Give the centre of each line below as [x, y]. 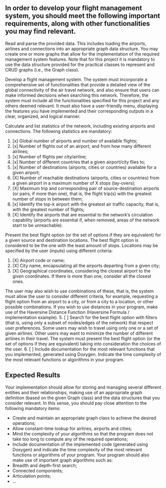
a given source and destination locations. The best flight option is [72, 240]
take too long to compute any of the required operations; [70, 439]
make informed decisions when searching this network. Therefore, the [77, 95]
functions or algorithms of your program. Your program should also [81, 455]
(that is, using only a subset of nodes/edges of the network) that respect [79, 323]
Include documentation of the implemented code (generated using [80, 444]
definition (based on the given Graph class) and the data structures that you [83, 398]
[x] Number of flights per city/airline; [50, 156]
